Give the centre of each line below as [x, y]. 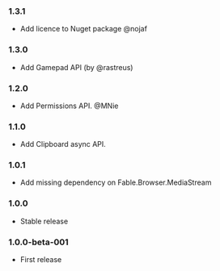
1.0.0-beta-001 [38, 242]
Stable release [44, 221]
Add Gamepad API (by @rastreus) [76, 67]
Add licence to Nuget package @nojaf [84, 29]
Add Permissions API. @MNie [69, 106]
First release [41, 260]
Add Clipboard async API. [63, 144]
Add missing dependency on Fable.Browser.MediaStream [116, 182]
